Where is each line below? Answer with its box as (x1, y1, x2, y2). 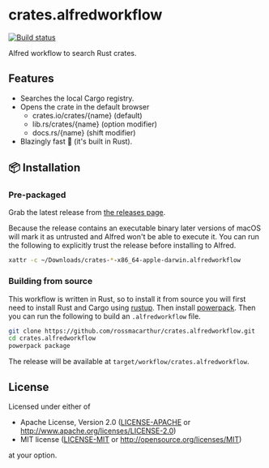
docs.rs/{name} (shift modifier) (32, 127, 136, 137)
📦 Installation (8, 161, 81, 175)
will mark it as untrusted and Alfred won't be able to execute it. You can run (8, 232, 259, 242)
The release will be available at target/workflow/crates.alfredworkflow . (8, 357, 250, 367)
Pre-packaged (8, 189, 66, 200)
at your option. (8, 450, 58, 460)
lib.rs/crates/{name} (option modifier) (32, 119, 158, 129)
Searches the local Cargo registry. (19, 93, 134, 103)
